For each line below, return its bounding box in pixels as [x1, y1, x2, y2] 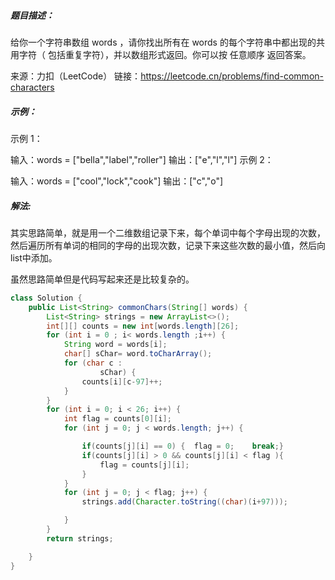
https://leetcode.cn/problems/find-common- [140, 70, 324, 82]
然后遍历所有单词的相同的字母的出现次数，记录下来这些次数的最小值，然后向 [10, 239, 326, 251]
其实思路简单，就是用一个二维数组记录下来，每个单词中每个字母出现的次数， [10, 226, 326, 239]
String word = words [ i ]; [63, 340, 168, 350]
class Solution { [10, 293, 83, 303]
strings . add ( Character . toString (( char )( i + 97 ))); [81, 497, 288, 507]
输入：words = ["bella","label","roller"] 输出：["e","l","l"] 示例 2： [10, 153, 274, 165]
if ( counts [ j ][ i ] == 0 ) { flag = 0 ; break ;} [81, 441, 284, 452]
